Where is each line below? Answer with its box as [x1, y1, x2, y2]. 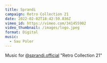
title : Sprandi [5, 7, 36, 12]
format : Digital [5, 30, 38, 35]
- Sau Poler [9, 39, 34, 44]
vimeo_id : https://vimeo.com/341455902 [5, 21, 86, 26]
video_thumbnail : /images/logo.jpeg [5, 25, 80, 30]
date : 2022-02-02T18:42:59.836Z [5, 16, 71, 21]
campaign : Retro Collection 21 [5, 12, 69, 17]
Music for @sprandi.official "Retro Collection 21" [5, 52, 103, 58]
